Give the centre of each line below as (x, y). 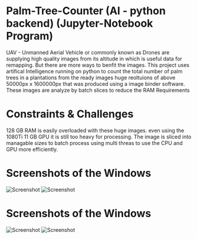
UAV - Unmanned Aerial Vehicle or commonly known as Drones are (88, 52)
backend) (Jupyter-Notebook (80, 23)
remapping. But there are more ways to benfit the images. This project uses (98, 65)
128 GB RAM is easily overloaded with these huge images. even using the (95, 130)
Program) (30, 36)
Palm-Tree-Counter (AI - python (86, 11)
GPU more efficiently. (32, 149)
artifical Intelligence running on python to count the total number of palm (94, 71)
